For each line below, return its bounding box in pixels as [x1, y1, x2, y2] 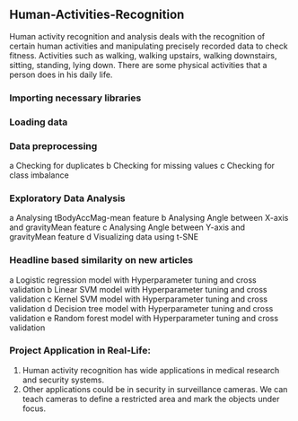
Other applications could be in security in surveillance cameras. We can [22, 383, 288, 394]
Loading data [9, 116, 68, 128]
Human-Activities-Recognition [9, 7, 185, 22]
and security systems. [22, 374, 105, 385]
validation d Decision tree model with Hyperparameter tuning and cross [9, 303, 274, 313]
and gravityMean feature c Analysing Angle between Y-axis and [9, 222, 245, 232]
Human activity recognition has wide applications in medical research [22, 364, 280, 375]
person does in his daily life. [9, 69, 113, 80]
